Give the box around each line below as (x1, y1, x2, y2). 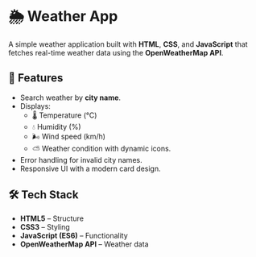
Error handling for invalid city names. (19, 155, 142, 164)
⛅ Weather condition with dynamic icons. (31, 143, 171, 153)
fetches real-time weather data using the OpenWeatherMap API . (8, 48, 224, 57)
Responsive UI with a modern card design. (19, 164, 161, 173)
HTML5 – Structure (19, 213, 85, 223)
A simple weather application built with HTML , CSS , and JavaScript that (8, 39, 248, 49)
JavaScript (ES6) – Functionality (19, 230, 129, 240)
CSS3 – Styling (19, 222, 70, 231)
